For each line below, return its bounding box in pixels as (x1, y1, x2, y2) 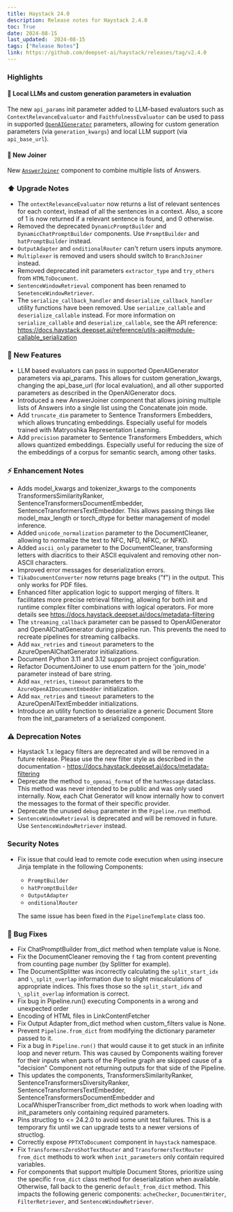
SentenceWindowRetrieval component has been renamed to (17, 281, 186, 290)
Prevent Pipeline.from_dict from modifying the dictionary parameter (17, 1026, 216, 1035)
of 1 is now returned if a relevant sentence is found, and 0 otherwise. (17, 214, 214, 223)
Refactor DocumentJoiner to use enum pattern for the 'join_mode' (17, 663, 207, 671)
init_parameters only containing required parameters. (17, 1108, 170, 1116)
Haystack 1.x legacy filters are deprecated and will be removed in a (17, 748, 210, 756)
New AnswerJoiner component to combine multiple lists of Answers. (7, 166, 202, 175)
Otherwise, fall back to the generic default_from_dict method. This (17, 1182, 211, 1190)
